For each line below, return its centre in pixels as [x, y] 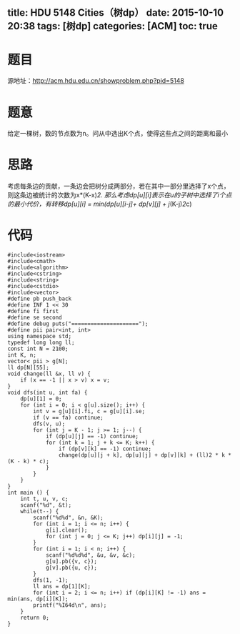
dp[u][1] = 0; [41, 399]
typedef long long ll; [41, 343]
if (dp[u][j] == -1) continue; [92, 437]
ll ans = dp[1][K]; [62, 587]
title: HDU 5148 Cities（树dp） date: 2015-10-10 [115, 13]
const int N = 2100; [38, 349]
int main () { [29, 493]
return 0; [35, 618]
